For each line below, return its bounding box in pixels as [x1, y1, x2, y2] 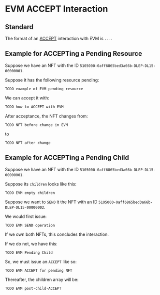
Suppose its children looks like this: [5, 181, 76, 187]
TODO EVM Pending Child [5, 250, 53, 255]
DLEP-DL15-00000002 [5, 205, 44, 210]
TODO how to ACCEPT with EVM [5, 104, 64, 109]
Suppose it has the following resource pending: [5, 77, 99, 83]
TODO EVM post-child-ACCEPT [5, 286, 62, 291]
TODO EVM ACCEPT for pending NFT [5, 268, 73, 273]
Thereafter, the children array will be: [5, 277, 79, 282]
